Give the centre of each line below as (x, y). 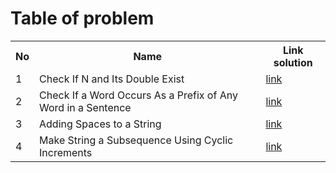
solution (293, 62)
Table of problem (82, 18)
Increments (66, 152)
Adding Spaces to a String (100, 124)
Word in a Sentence (85, 107)
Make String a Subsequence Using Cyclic (136, 140)
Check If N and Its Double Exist (112, 79)
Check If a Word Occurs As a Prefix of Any (138, 95)
